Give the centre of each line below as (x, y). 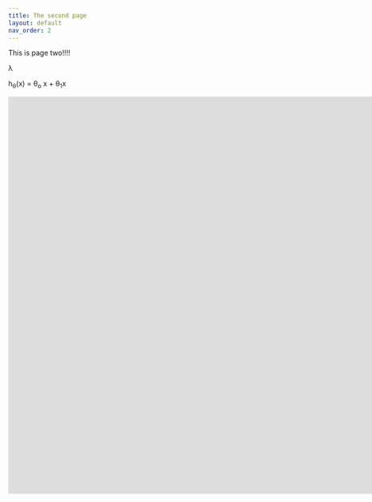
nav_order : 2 (30, 30)
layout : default (35, 23)
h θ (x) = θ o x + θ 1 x (37, 85)
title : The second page (48, 15)
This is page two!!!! (39, 53)
